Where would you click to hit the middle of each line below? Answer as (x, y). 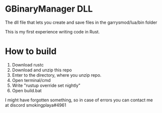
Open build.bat (27, 90)
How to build (31, 51)
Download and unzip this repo (42, 70)
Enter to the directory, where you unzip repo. (57, 75)
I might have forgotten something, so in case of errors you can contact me (79, 100)
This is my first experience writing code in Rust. (52, 32)
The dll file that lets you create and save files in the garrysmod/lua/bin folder (81, 22)
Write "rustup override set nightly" (46, 85)
